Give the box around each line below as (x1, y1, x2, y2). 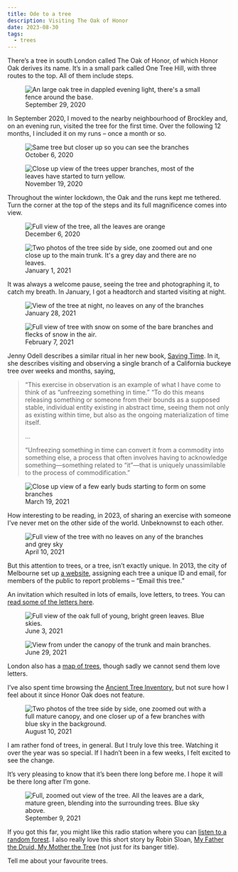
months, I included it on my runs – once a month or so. (7, 129, 167, 138)
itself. (24, 418, 41, 427)
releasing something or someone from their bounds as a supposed (24, 395, 220, 404)
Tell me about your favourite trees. (7, 856, 108, 865)
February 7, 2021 (25, 338, 74, 346)
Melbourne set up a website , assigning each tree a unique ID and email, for (7, 569, 227, 578)
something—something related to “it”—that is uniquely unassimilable (24, 461, 226, 469)
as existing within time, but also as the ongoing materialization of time (24, 410, 229, 420)
